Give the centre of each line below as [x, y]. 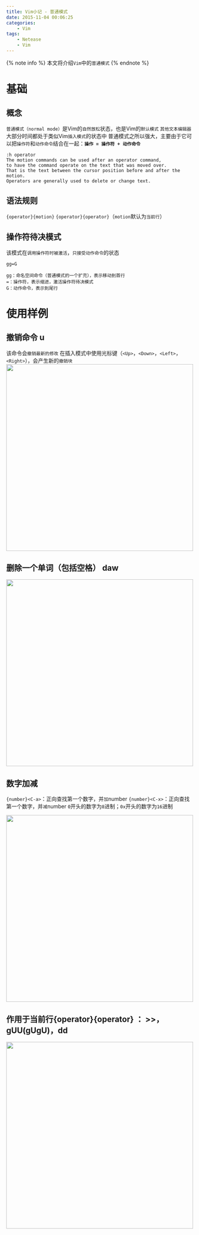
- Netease [29, 39]
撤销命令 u [25, 337]
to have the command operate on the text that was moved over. [87, 165]
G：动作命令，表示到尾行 [32, 288]
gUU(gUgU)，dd [37, 1030]
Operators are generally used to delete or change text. [79, 181]
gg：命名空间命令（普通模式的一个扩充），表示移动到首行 [66, 276]
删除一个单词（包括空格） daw [62, 568]
